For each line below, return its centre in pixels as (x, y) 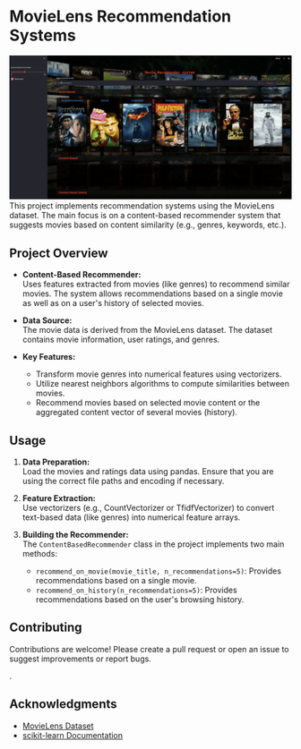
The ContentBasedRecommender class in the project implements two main (153, 544)
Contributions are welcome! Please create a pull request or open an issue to (149, 649)
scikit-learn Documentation (73, 735)
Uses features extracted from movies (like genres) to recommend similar (156, 285)
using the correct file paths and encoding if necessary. (123, 481)
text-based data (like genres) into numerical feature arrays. (131, 517)
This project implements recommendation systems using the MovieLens (142, 206)
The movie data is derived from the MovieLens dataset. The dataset (147, 330)
